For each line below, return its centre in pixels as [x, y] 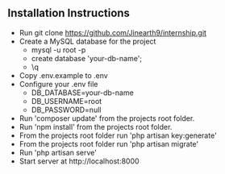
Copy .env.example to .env [63, 75]
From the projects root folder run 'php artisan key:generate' [118, 135]
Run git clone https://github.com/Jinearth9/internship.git [113, 32]
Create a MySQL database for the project [87, 41]
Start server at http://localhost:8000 [79, 161]
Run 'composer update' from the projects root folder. [107, 118]
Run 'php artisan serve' [58, 152]
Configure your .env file [58, 84]
